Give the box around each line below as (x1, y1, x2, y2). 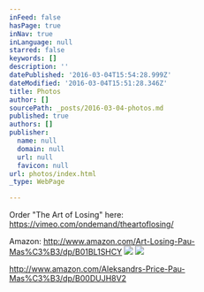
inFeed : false (9, 12, 62, 22)
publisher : (9, 128, 49, 137)
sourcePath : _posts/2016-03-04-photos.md (9, 104, 164, 112)
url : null (17, 152, 53, 162)
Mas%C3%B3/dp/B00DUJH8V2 (9, 273, 126, 284)
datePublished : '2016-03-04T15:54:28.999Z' (9, 71, 172, 80)
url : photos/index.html (9, 169, 97, 178)
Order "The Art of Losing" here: (9, 210, 124, 220)
